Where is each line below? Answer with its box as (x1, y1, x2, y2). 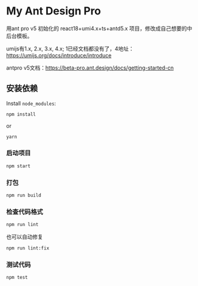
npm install (6, 111, 36, 118)
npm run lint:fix (6, 245, 50, 251)
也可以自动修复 (6, 233, 43, 240)
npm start (6, 163, 31, 169)
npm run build (6, 192, 42, 198)
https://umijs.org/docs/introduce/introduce (6, 52, 112, 59)
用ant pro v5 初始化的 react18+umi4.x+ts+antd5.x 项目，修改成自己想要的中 (6, 25, 193, 32)
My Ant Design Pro (6, 4, 102, 18)
